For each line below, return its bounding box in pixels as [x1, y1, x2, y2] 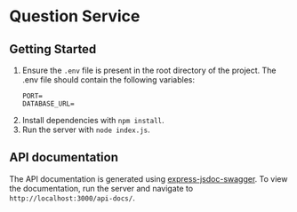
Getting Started [9, 42, 97, 57]
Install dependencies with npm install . [21, 115, 165, 125]
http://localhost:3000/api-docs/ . [9, 192, 135, 203]
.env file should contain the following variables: [21, 75, 196, 85]
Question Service [9, 6, 140, 27]
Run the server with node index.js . [21, 124, 151, 135]
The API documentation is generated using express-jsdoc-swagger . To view [9, 173, 288, 184]
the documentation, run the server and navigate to [9, 183, 194, 193]
